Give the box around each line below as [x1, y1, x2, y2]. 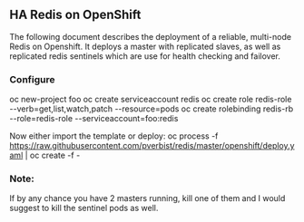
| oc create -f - [25, 150, 81, 161]
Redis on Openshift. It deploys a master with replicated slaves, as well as [9, 41, 281, 52]
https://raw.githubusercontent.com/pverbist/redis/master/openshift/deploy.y [9, 140, 295, 151]
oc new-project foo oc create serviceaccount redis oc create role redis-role [9, 94, 292, 105]
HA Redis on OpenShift [9, 7, 142, 23]
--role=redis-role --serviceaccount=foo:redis [9, 113, 179, 124]
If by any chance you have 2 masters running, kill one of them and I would [9, 193, 286, 204]
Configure [9, 72, 55, 85]
